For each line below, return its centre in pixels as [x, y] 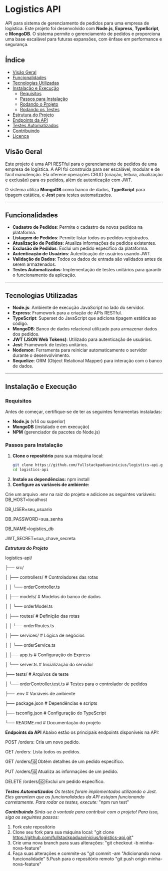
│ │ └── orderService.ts [30, 645]
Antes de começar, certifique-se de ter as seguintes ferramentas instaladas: [84, 411]
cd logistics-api [30, 470]
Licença [20, 136]
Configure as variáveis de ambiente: [51, 485]
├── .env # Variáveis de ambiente [40, 693]
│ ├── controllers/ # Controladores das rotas [52, 577]
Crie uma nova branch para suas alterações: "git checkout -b [75, 842]
